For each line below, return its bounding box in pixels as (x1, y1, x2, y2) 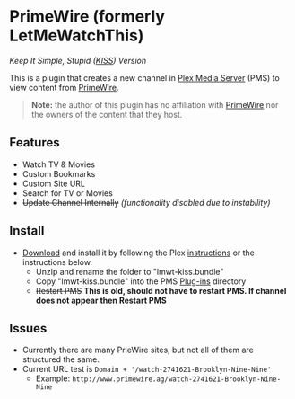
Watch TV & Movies (22, 159, 96, 170)
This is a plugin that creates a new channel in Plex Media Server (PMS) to (9, 72, 280, 83)
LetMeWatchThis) (9, 25, 144, 46)
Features (9, 135, 60, 150)
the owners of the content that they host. (30, 109, 183, 120)
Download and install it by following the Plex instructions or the (22, 247, 256, 258)
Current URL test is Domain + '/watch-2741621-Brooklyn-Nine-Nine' (22, 364, 272, 375)
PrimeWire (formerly (9, 6, 166, 27)
